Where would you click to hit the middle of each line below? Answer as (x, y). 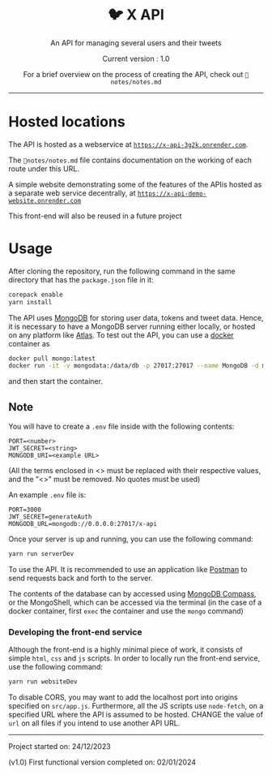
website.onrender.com (45, 200)
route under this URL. (44, 168)
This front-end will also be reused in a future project (95, 216)
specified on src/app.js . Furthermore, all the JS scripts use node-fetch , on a (136, 706)
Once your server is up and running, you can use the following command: (131, 539)
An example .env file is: (47, 495)
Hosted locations (67, 122)
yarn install (30, 302)
